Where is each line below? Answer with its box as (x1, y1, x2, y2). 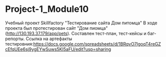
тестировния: (5, 41, 34, 47)
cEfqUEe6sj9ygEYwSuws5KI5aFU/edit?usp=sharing (5, 46, 111, 52)
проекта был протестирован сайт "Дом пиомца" (5, 25, 108, 31)
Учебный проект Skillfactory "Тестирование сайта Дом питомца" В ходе (5, 20, 158, 26)
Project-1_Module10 (5, 3, 89, 15)
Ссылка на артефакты (25, 36, 72, 42)
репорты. (5, 36, 25, 42)
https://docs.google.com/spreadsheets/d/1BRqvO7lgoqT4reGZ (33, 41, 161, 47)
